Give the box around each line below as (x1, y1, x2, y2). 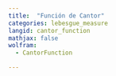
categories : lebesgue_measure (8, 19, 109, 27)
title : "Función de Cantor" (8, 11, 105, 20)
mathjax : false (8, 34, 59, 42)
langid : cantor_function (8, 26, 91, 34)
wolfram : (8, 42, 37, 50)
